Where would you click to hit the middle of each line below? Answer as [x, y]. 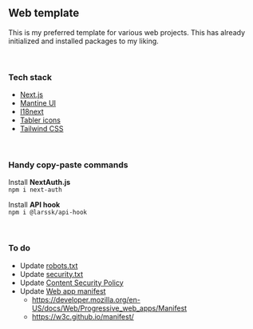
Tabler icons [40, 120]
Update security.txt [51, 274]
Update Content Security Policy [71, 283]
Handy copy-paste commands [68, 165]
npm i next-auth [35, 190]
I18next [32, 112]
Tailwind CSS [42, 129]
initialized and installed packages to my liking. [84, 41]
